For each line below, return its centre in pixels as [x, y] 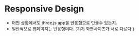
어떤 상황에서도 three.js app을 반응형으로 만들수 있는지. [64, 23]
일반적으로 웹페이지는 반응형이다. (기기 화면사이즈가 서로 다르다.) [73, 29]
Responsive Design [44, 9]
